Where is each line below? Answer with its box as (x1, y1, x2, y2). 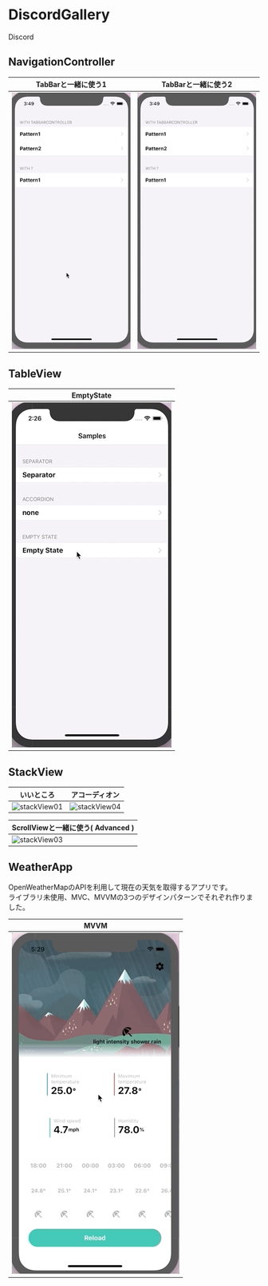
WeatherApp (8, 860, 73, 873)
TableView (8, 366, 62, 381)
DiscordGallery (8, 6, 110, 24)
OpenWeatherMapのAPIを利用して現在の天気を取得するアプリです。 (8, 882, 233, 893)
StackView (8, 765, 64, 779)
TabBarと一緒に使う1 (35, 80, 107, 90)
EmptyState (71, 390, 112, 400)
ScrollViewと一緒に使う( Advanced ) (11, 822, 135, 833)
